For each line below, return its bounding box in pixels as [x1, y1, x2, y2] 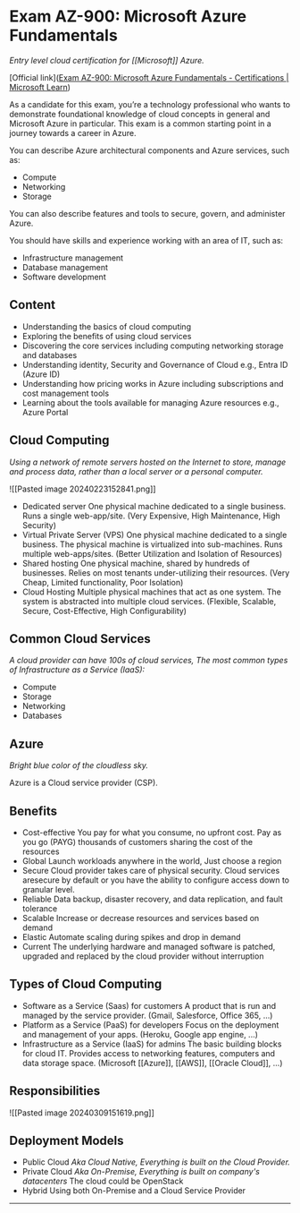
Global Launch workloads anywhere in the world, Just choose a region [21, 856, 282, 866]
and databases [21, 349, 78, 360]
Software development [21, 271, 106, 282]
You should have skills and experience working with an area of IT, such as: [9, 235, 284, 245]
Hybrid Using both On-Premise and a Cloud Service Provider [21, 1185, 246, 1196]
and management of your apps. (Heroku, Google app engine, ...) [21, 1029, 259, 1039]
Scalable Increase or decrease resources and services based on [21, 913, 260, 923]
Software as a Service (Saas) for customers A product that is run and [21, 1000, 277, 1011]
